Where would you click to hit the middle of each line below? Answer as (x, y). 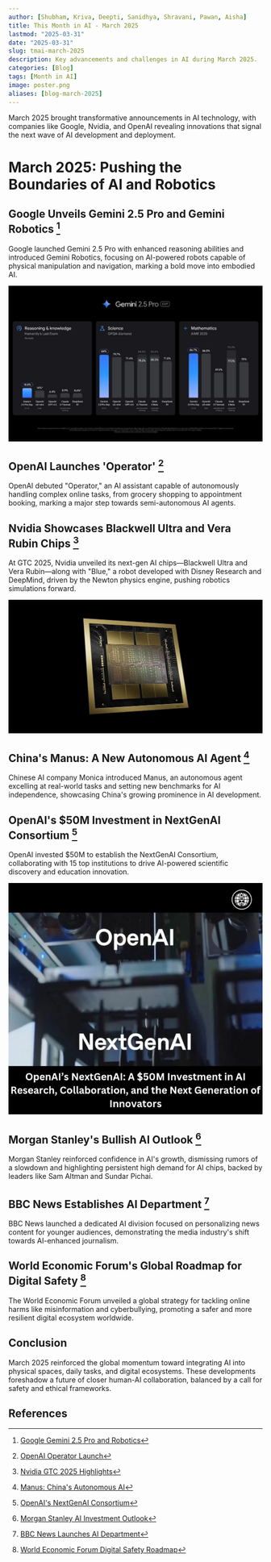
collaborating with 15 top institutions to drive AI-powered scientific (118, 864)
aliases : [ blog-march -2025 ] (56, 94)
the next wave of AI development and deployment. (92, 135)
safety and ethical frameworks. (60, 1388)
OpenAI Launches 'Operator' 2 (86, 465)
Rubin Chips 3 (44, 542)
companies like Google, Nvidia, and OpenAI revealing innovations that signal (135, 126)
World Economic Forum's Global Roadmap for (125, 1266)
